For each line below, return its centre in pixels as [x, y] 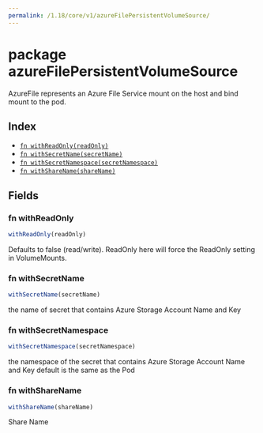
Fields [24, 196]
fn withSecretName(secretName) [71, 155]
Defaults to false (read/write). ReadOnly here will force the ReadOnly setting [131, 249]
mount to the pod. [38, 102]
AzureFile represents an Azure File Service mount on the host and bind [123, 93]
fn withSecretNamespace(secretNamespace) [88, 163]
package [38, 54]
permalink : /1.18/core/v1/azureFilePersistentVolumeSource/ [109, 15]
